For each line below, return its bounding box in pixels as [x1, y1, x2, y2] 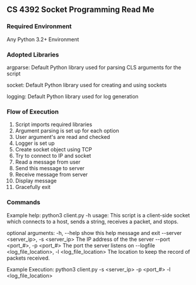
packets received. [6, 254, 50, 261]
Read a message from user [15, 158, 81, 165]
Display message [15, 177, 57, 184]
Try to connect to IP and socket [15, 153, 92, 160]
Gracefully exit [15, 184, 51, 191]
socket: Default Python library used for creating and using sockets [6, 81, 167, 88]
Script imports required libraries [15, 121, 93, 128]
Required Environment [6, 22, 72, 31]
